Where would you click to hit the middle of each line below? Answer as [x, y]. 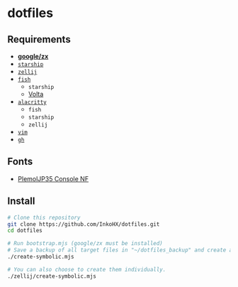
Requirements [39, 39]
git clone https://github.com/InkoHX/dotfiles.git [84, 224]
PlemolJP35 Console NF [53, 178]
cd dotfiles [25, 231]
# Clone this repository [44, 217]
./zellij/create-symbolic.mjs [52, 276]
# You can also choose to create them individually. [87, 269]
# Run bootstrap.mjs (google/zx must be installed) [85, 244]
